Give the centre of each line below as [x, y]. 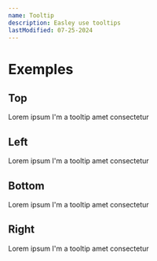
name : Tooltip [31, 15]
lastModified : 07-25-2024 [50, 30]
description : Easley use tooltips [65, 23]
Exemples [41, 69]
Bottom [26, 186]
